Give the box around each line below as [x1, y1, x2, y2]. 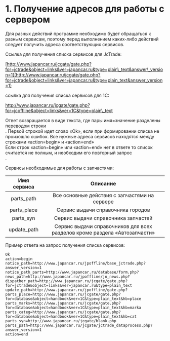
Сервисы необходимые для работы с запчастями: [5, 165, 114, 171]
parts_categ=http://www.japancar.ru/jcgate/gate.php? [5, 310, 121, 315]
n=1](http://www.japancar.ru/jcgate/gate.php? [5, 71, 101, 78]
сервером [5, 14, 51, 25]
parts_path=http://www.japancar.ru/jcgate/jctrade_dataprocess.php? [5, 323, 153, 328]
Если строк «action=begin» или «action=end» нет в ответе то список [5, 144, 153, 150]
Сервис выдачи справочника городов [56, 206, 150, 213]
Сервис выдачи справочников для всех [54, 222, 153, 230]
